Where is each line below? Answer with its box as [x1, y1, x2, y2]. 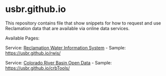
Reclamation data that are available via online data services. [5, 25, 130, 31]
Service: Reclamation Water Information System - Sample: [5, 44, 126, 50]
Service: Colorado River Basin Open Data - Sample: [5, 59, 112, 65]
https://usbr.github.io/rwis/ [5, 50, 61, 56]
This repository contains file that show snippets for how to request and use [5, 20, 161, 26]
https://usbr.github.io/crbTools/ [5, 65, 70, 71]
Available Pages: [5, 35, 40, 41]
